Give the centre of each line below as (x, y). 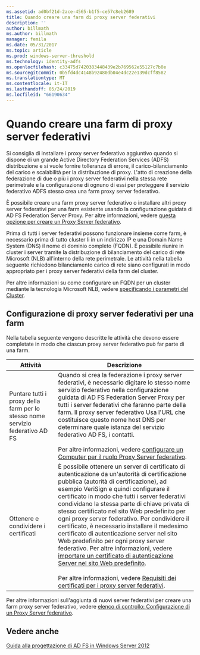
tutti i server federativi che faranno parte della (122, 405)
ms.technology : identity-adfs (44, 61)
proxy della (25, 401)
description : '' (26, 23)
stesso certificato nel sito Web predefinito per (122, 511)
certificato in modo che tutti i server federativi (122, 496)
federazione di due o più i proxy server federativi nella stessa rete (87, 178)
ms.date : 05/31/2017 (32, 45)
